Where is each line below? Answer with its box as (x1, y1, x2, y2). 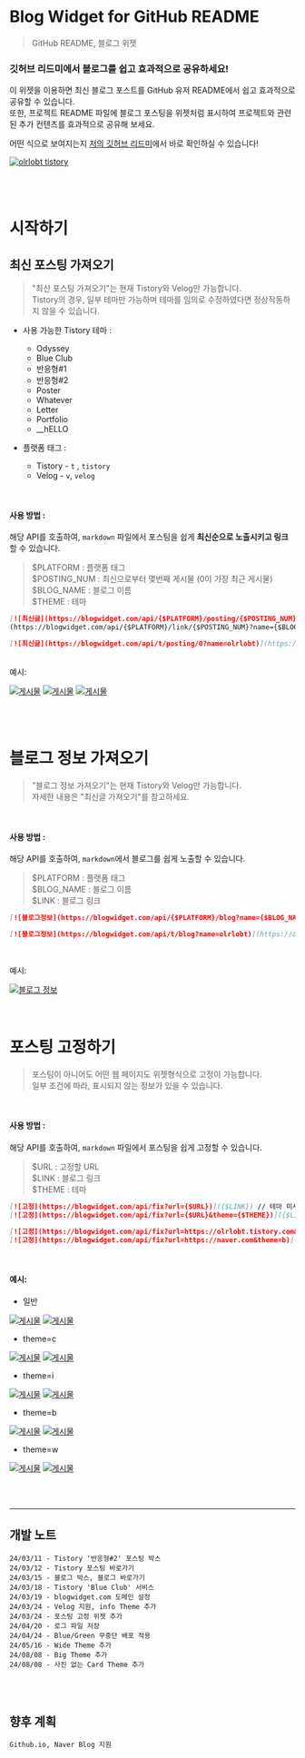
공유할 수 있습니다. (9, 96, 75, 107)
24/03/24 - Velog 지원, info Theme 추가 (9, 1602, 157, 1611)
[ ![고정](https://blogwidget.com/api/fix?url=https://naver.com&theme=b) (9, 1235, 290, 1245)
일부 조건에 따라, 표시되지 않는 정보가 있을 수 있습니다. (31, 1080, 223, 1091)
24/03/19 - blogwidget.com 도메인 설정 (9, 1592, 151, 1602)
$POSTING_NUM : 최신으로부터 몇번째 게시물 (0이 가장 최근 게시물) (31, 574, 273, 585)
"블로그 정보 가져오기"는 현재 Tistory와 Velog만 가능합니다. (31, 780, 242, 791)
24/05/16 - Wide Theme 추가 (9, 1641, 112, 1650)
